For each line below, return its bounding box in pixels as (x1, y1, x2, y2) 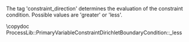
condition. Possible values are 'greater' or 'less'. (6, 11, 122, 18)
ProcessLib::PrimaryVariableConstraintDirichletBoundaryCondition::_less (6, 29, 183, 36)
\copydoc (6, 23, 29, 30)
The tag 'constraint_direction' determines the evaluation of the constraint (6, 5, 184, 12)
